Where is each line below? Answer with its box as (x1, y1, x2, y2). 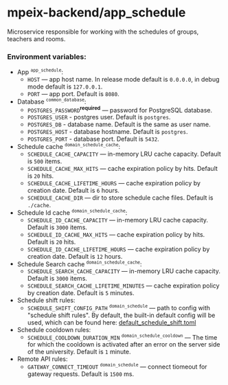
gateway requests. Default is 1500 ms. (27, 370, 135, 378)
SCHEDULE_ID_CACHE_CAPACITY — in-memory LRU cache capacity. (27, 215, 208, 224)
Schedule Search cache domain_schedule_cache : (16, 259, 142, 268)
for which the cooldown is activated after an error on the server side (27, 340, 220, 349)
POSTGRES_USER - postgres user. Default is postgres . (27, 113, 171, 121)
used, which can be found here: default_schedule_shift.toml (27, 318, 196, 327)
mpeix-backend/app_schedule (7, 5, 186, 21)
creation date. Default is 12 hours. (27, 252, 123, 260)
